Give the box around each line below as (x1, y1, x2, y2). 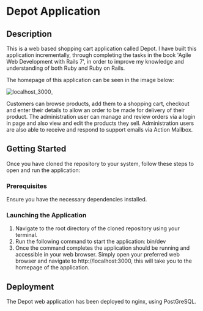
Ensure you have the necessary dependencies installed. (6, 196, 147, 203)
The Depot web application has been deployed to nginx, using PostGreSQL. (6, 298, 197, 305)
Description (6, 29, 52, 39)
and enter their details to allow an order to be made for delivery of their (6, 107, 185, 114)
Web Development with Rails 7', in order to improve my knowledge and (6, 58, 185, 65)
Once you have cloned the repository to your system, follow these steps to (6, 160, 194, 167)
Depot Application (6, 4, 101, 18)
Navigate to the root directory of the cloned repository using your (15, 225, 180, 232)
